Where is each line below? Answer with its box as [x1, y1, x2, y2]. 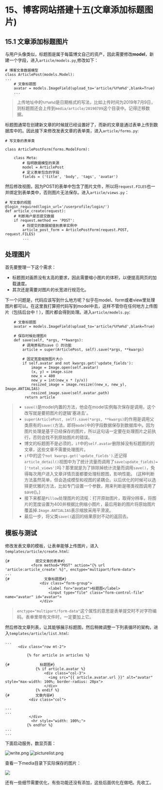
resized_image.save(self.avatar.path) [31, 390, 110, 395]
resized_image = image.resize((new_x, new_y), [31, 382, 127, 387]
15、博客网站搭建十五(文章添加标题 [5, 4, 145, 16]
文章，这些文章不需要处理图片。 [24, 446, 88, 452]
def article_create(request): [5, 209, 66, 213]
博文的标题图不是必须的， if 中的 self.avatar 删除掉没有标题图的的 [24, 440, 155, 446]
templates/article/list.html [9, 631, 68, 636]
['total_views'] [24, 465, 57, 471]
